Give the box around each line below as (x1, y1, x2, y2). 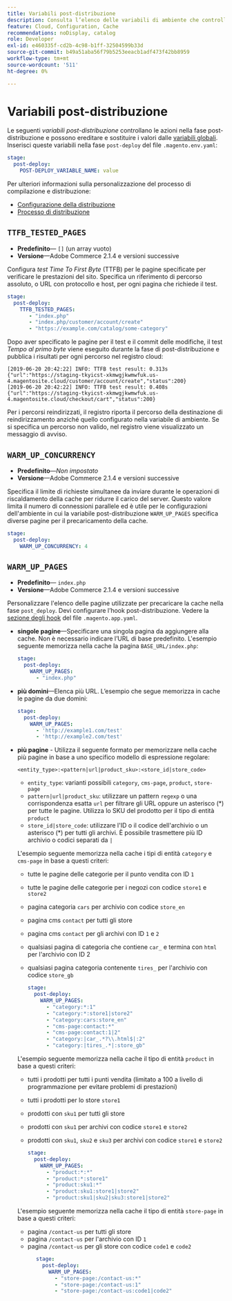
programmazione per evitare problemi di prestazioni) (27, 1083, 177, 1090)
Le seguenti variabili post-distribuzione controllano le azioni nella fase (7, 126, 207, 135)
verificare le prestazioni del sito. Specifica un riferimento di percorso (7, 272, 202, 280)
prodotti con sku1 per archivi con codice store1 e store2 (27, 1123, 188, 1131)
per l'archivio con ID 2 (27, 950, 91, 959)
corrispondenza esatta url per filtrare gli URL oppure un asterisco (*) (27, 799, 224, 808)
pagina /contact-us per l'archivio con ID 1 (27, 1235, 147, 1243)
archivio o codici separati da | (27, 836, 113, 844)
